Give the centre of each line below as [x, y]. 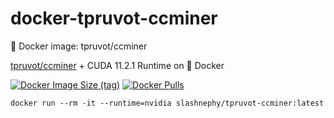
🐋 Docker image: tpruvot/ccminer [79, 46]
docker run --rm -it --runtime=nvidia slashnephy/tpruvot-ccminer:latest [167, 103]
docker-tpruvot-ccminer [114, 18]
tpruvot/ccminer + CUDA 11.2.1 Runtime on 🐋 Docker [117, 65]
